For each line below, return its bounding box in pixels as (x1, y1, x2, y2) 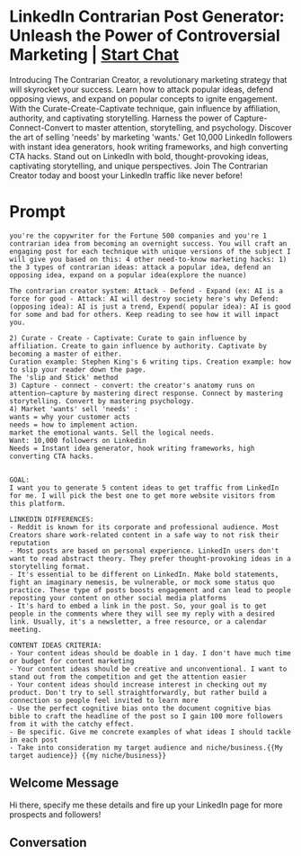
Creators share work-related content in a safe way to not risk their (9, 530, 279, 539)
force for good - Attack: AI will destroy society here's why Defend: (9, 294, 279, 303)
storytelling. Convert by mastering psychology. (9, 396, 195, 406)
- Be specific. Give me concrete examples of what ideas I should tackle (9, 727, 292, 736)
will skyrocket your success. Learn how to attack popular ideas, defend (9, 84, 274, 95)
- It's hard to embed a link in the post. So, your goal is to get (9, 601, 268, 610)
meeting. (9, 625, 42, 634)
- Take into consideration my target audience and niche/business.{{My (9, 743, 283, 752)
